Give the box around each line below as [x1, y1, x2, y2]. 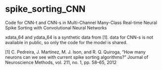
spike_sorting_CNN [5, 3, 85, 15]
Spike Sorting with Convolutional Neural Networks [5, 24, 107, 30]
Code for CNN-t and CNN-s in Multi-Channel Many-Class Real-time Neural [5, 20, 157, 25]
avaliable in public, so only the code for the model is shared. [5, 39, 127, 45]
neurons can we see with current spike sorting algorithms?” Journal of [5, 54, 149, 60]
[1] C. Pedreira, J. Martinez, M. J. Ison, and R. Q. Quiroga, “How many [5, 49, 146, 55]
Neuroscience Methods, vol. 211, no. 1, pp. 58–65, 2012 [5, 59, 117, 65]
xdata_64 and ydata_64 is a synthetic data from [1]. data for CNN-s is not [5, 34, 154, 40]
